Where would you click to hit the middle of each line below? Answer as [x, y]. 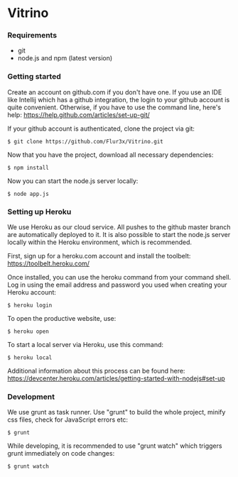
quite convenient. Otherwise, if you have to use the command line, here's [114, 107]
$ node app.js [28, 194]
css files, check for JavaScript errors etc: [68, 420]
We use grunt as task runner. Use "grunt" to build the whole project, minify [117, 412]
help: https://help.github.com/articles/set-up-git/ [79, 114]
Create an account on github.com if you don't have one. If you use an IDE [115, 92]
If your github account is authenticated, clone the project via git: [101, 128]
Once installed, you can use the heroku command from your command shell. [119, 278]
